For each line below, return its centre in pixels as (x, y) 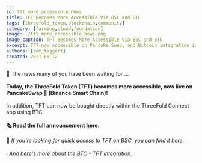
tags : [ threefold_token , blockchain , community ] (66, 23)
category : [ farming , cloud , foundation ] (55, 29)
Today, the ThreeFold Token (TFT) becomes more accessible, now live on (99, 86)
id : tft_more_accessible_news (44, 12)
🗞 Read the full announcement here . (53, 125)
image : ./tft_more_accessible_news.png (56, 34)
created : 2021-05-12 (32, 57)
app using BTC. (25, 112)
